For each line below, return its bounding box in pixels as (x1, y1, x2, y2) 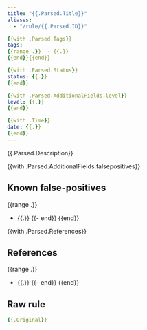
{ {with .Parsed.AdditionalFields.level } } (7, 92, 128, 99)
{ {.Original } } (7, 317, 48, 324)
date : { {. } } (7, 124, 41, 131)
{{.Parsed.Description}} (7, 148, 73, 157)
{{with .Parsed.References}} (7, 227, 87, 235)
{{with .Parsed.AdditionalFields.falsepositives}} (7, 162, 141, 170)
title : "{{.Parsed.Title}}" (7, 10, 88, 17)
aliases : (7, 16, 32, 23)
